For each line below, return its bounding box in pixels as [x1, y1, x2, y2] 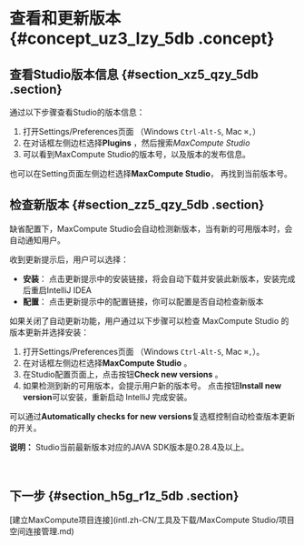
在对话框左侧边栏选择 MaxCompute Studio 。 [22, 357, 192, 368]
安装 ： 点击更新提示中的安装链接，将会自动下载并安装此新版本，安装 [22, 273, 279, 284]
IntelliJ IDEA [46, 284, 93, 296]
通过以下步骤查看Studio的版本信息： [9, 106, 145, 117]
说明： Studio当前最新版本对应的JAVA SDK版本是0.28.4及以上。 [9, 441, 250, 452]
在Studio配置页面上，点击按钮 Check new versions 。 [22, 368, 224, 379]
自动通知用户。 [9, 234, 65, 246]
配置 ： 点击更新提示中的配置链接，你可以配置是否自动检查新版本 [22, 296, 264, 307]
